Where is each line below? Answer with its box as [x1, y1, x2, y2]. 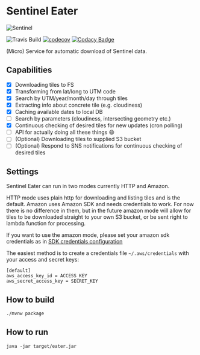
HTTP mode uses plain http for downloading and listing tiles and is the [6, 194, 181, 201]
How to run [6, 327, 49, 338]
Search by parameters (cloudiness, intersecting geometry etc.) [14, 115, 171, 122]
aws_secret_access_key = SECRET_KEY [6, 278, 98, 284]
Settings [6, 166, 39, 177]
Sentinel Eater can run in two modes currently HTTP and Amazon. [6, 183, 170, 190]
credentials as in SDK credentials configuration [6, 238, 123, 245]
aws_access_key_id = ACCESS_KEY [6, 273, 87, 279]
